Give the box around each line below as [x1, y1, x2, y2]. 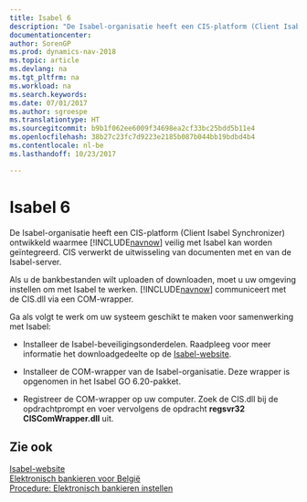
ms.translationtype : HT [9, 115, 101, 124]
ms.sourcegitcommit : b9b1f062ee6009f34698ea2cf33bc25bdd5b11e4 [9, 124, 256, 134]
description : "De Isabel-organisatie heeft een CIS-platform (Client [9, 22, 281, 31]
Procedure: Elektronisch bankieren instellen [9, 483, 174, 494]
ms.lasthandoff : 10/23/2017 [9, 149, 117, 158]
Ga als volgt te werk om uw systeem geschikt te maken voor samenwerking [9, 311, 294, 322]
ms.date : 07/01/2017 [9, 98, 89, 108]
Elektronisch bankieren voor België [9, 473, 141, 485]
